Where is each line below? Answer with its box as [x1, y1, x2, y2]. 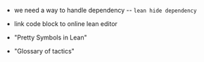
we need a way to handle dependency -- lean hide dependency [13, 6, 197, 14]
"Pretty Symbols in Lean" [13, 33, 87, 42]
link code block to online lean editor [13, 20, 118, 27]
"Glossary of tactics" [13, 47, 75, 55]
